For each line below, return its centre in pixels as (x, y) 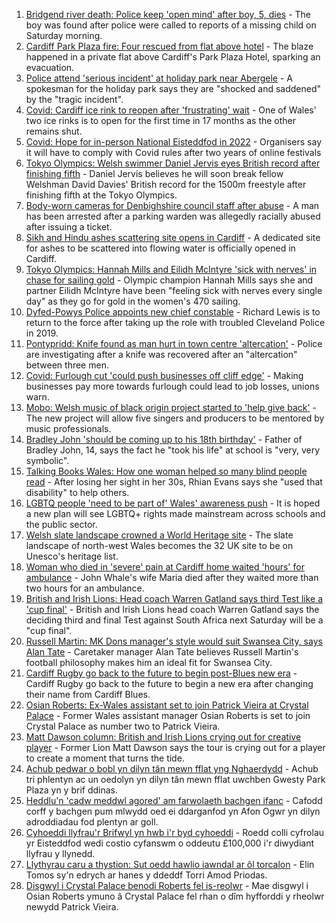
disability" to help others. (77, 492)
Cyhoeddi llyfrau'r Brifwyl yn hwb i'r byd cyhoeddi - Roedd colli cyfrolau (175, 832)
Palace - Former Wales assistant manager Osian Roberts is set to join (168, 715)
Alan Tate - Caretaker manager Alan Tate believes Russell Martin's (162, 652)
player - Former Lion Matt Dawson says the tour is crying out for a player (175, 747)
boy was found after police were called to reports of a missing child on (171, 25)
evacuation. (50, 67)
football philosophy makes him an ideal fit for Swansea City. (149, 662)
